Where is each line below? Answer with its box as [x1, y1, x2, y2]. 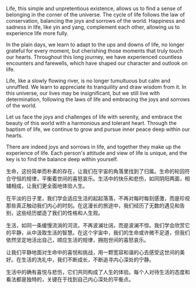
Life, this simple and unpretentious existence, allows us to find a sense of [6, 5, 182, 12]
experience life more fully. [6, 30, 69, 37]
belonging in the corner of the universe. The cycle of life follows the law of [6, 11, 185, 18]
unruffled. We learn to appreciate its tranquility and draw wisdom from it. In [6, 84, 187, 90]
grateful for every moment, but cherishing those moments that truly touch [6, 47, 183, 54]
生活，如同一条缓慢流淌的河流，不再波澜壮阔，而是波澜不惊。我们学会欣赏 [6, 222, 185, 228]
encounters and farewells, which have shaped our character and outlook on [6, 60, 188, 67]
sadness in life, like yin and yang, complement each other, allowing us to [6, 23, 180, 30]
